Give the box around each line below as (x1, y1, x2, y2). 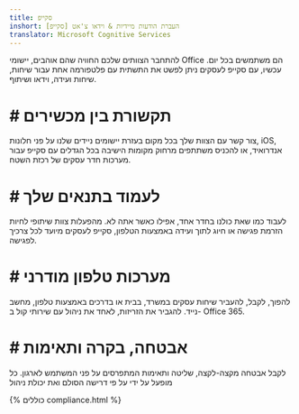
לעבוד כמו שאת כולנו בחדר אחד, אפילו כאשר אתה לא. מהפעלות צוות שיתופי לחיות (9, 216, 286, 226)
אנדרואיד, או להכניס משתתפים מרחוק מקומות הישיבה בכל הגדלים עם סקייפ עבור (9, 145, 283, 156)
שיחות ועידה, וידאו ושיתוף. (9, 74, 97, 85)
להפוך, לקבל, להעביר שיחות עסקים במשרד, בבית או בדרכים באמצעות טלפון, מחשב (9, 297, 291, 308)
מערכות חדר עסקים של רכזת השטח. (9, 154, 131, 165)
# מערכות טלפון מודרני (9, 267, 171, 287)
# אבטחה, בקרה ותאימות (9, 337, 188, 358)
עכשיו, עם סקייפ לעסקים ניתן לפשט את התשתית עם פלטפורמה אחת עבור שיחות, (9, 64, 282, 75)
